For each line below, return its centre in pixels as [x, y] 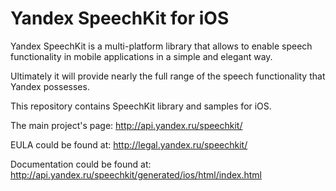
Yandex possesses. [50, 86]
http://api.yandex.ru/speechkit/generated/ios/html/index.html [136, 174]
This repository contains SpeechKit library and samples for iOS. [141, 106]
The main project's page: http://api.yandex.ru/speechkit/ [126, 125]
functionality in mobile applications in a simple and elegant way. [141, 56]
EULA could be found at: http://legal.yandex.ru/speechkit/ [129, 144]
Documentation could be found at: [81, 164]
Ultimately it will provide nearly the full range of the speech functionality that [168, 76]
